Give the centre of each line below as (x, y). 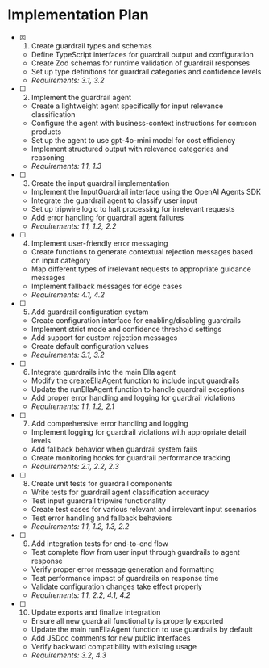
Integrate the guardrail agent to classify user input (114, 200)
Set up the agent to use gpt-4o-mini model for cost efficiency (133, 140)
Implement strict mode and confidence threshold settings (126, 329)
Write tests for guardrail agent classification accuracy (120, 492)
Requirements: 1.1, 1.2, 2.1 (72, 406)
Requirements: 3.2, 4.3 (68, 655)
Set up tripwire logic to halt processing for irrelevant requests (133, 208)
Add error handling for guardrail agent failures (108, 217)
